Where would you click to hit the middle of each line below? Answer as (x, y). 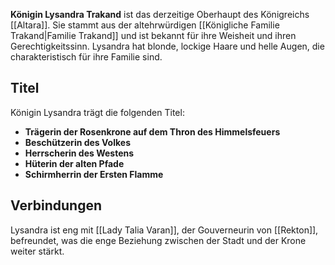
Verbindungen (56, 205)
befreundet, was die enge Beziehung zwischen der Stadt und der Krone (158, 240)
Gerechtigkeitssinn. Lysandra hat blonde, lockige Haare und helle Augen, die (167, 46)
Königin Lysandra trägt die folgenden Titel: (97, 112)
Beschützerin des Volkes (77, 142)
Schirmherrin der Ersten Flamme (94, 174)
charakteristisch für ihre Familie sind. (86, 57)
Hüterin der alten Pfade (74, 163)
